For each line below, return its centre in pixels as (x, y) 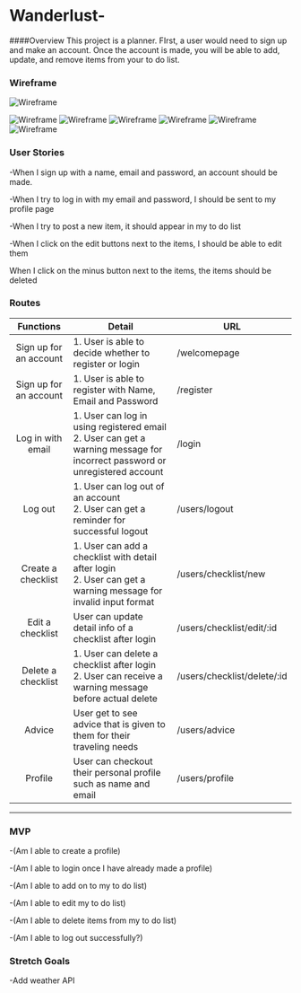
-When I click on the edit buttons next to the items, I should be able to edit (146, 243)
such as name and (112, 784)
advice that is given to (119, 724)
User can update (108, 616)
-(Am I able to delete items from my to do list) (93, 920)
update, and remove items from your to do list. (95, 59)
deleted (23, 280)
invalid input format (114, 602)
